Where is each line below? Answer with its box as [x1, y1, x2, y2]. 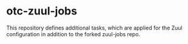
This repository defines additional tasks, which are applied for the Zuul [6, 24, 183, 31]
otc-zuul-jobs [6, 4, 78, 18]
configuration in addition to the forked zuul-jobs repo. [6, 30, 141, 37]
